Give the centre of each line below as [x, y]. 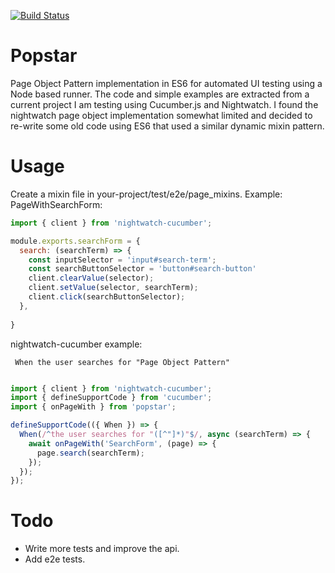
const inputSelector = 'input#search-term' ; [122, 260]
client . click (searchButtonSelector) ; [107, 297]
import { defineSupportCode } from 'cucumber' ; [111, 398]
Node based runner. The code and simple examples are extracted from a [160, 94]
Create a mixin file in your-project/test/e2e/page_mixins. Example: [146, 194]
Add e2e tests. [55, 559]
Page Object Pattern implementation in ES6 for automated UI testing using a [166, 83]
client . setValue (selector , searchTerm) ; [113, 288]
